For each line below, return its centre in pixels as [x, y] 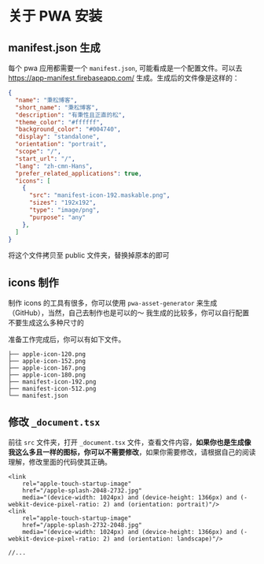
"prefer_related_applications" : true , [79, 173]
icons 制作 [33, 282]
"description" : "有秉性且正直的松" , [70, 115]
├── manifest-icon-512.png [52, 389]
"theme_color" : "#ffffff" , [59, 122]
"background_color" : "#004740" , [68, 130]
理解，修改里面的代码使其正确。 [60, 462]
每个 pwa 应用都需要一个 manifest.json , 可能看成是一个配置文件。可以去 [125, 68]
